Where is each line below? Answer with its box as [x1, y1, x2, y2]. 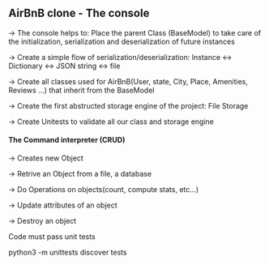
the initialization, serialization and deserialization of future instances [8, 36, 235, 46]
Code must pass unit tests [8, 232, 96, 241]
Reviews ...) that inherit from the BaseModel [8, 85, 155, 95]
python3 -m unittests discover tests [8, 247, 127, 258]
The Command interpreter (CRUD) [8, 135, 126, 145]
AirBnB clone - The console [8, 6, 150, 20]
